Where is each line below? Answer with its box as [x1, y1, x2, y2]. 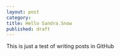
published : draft [6, 26, 51, 32]
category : [6, 15, 32, 21]
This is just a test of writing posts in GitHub [6, 43, 115, 50]
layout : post [6, 9, 40, 15]
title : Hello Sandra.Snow [6, 20, 72, 26]
